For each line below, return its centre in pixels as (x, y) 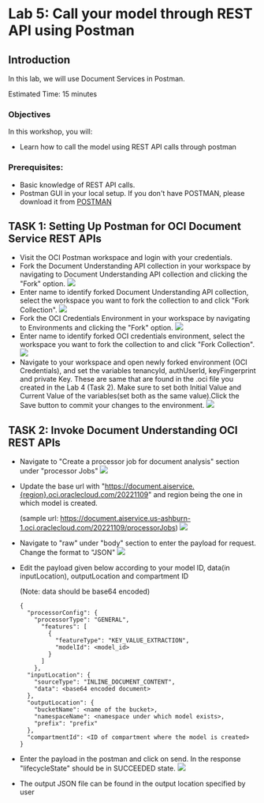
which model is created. (58, 503)
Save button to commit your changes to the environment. (112, 405)
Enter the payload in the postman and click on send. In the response (130, 759)
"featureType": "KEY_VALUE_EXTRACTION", (122, 641)
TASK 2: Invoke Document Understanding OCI (123, 430)
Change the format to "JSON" (67, 552)
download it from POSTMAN (65, 202)
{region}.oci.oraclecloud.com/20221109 (84, 495)
